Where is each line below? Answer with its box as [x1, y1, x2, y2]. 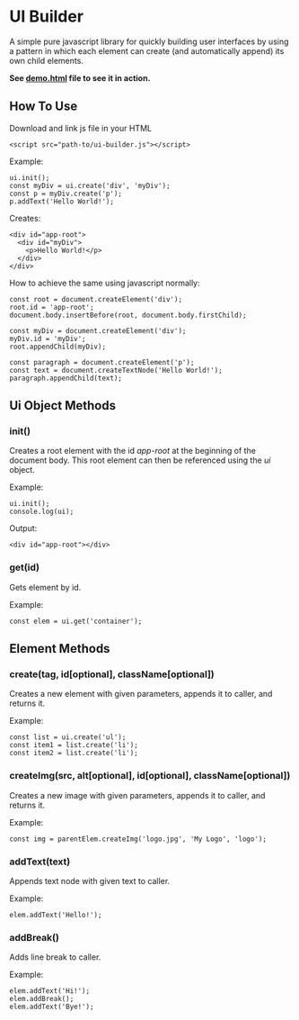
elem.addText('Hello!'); [9, 911, 102, 920]
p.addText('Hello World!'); [9, 196, 115, 206]
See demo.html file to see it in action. [9, 72, 151, 83]
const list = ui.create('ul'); [9, 733, 127, 742]
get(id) [9, 561, 40, 573]
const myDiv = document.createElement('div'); [9, 326, 187, 335]
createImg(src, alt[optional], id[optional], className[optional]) [9, 770, 291, 782]
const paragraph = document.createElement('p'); [9, 357, 195, 366]
